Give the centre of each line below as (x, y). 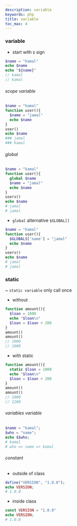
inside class (24, 501)
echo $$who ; (17, 437)
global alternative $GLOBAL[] (41, 220)
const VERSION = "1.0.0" (31, 511)
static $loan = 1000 (31, 369)
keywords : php (20, 14)
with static (23, 355)
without (20, 300)
